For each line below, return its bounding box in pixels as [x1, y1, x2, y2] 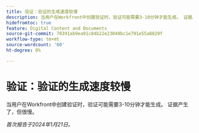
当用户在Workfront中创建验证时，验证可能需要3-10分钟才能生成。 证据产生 [6, 100, 188, 107]
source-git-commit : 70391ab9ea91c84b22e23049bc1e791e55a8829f [6, 31, 163, 37]
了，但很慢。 [6, 108, 37, 115]
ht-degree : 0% [6, 47, 41, 53]
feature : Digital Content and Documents [6, 25, 108, 31]
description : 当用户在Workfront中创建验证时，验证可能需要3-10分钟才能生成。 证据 [6, 14, 192, 20]
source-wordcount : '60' [6, 42, 65, 48]
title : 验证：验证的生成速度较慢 [6, 8, 78, 15]
